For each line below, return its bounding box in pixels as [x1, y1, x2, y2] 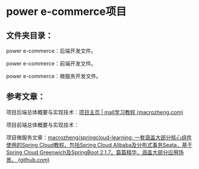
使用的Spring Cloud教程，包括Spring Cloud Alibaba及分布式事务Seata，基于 [6, 141, 193, 148]
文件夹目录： [6, 30, 53, 40]
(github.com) [17, 156, 50, 163]
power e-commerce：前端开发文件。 [6, 60, 97, 67]
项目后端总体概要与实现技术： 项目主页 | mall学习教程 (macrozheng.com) [6, 108, 184, 115]
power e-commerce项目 [6, 5, 127, 18]
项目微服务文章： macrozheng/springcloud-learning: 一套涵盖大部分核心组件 [6, 134, 192, 141]
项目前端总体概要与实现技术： [6, 121, 79, 128]
